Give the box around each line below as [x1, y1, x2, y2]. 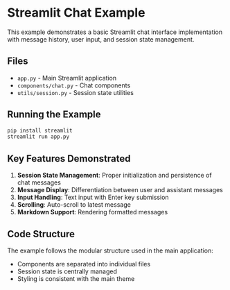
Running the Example [7, 109, 102, 121]
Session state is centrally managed [17, 267, 118, 275]
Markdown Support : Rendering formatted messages [17, 208, 168, 216]
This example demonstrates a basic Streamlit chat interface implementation [7, 28, 223, 36]
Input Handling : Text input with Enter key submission [17, 193, 169, 202]
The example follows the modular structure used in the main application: [7, 246, 213, 255]
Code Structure [7, 228, 75, 240]
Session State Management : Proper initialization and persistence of [17, 171, 213, 180]
